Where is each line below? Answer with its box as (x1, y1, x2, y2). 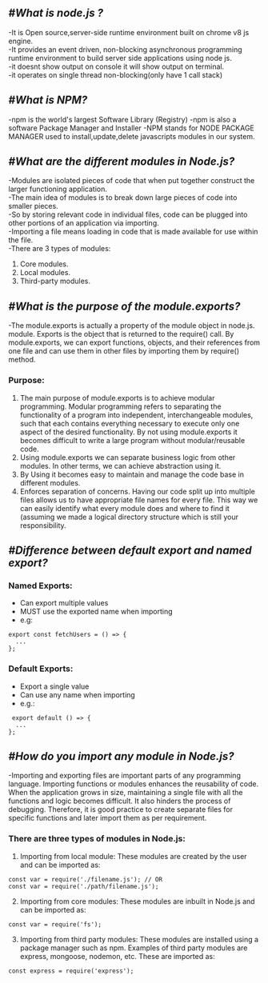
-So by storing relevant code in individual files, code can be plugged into (8, 210, 248, 219)
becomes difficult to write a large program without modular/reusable (19, 435, 246, 445)
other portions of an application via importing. (8, 218, 160, 228)
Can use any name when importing (19, 689, 136, 699)
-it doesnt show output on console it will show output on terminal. (8, 62, 225, 71)
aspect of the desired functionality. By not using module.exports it (19, 427, 238, 437)
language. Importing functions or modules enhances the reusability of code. (8, 779, 258, 789)
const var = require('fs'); (8, 920, 102, 929)
